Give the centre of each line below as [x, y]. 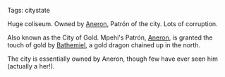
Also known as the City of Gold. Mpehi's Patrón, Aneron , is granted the [110, 37]
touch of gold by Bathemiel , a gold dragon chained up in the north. [104, 45]
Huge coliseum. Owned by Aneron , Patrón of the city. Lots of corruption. [112, 24]
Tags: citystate [29, 10]
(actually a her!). [31, 66]
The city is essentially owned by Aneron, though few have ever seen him [113, 59]
